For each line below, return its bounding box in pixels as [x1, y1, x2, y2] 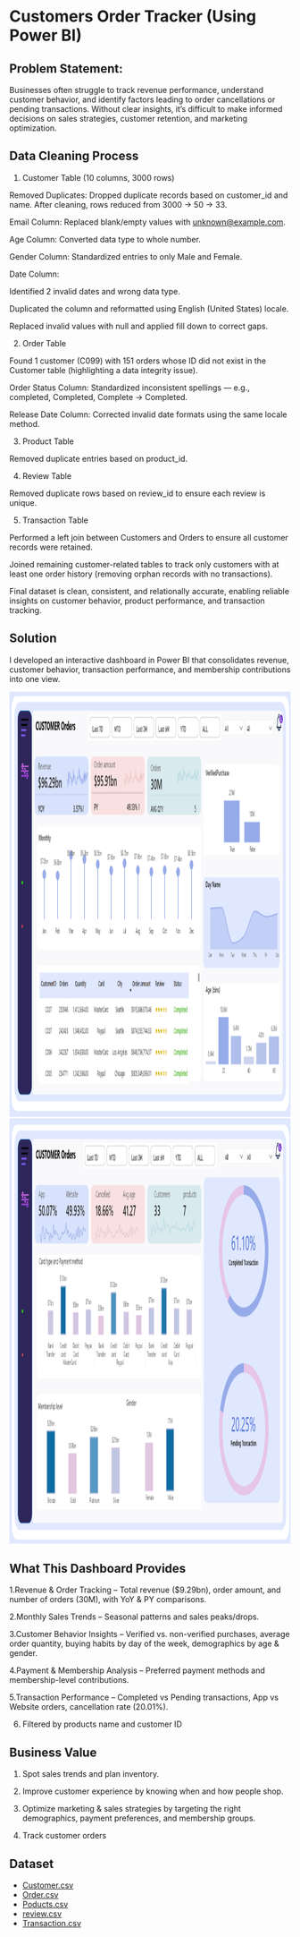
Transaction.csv [21, 1918, 82, 1929]
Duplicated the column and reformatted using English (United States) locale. [9, 303, 289, 314]
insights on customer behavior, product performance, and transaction [9, 595, 265, 606]
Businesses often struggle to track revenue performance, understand [9, 85, 264, 95]
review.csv [21, 1908, 62, 1919]
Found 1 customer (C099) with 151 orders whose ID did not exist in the [9, 355, 267, 366]
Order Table [21, 337, 67, 348]
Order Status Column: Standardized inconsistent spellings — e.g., [9, 382, 250, 393]
